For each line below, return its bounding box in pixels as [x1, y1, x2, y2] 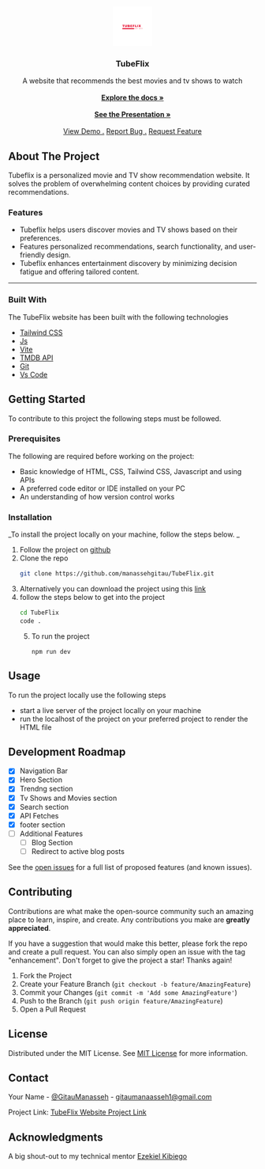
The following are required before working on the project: [8, 451, 195, 461]
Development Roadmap [8, 745, 126, 758]
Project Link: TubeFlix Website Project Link [8, 1107, 147, 1117]
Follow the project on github [19, 545, 111, 555]
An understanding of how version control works [19, 492, 175, 501]
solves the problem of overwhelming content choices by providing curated [8, 179, 251, 188]
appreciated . [8, 923, 51, 932]
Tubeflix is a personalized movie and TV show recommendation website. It [8, 171, 250, 180]
